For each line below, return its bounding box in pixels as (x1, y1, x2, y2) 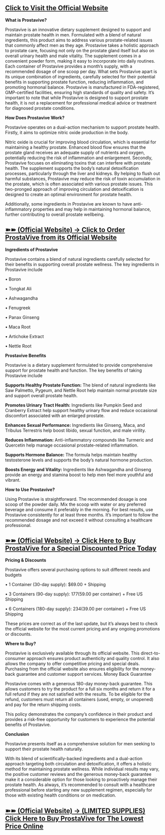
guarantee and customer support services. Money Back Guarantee (16, 671, 152, 677)
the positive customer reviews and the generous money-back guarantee (5, 771, 152, 777)
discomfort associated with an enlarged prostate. (5, 413, 105, 418)
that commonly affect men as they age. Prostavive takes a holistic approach (5, 42, 159, 48)
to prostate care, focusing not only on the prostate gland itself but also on (5, 47, 155, 53)
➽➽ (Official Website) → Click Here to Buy (5, 537, 136, 545)
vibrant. (5, 477, 21, 483)
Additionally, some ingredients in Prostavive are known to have (5, 201, 132, 207)
